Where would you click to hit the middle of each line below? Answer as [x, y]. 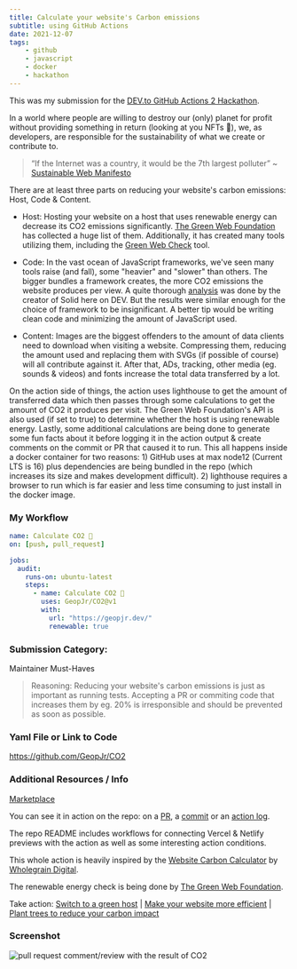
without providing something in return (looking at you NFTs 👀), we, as [136, 127]
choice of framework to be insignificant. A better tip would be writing [148, 309]
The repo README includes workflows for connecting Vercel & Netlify [137, 833]
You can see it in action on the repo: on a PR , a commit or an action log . [140, 816]
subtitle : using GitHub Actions [69, 26]
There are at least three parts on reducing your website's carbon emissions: [148, 190]
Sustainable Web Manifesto [81, 172]
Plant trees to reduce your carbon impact [84, 913]
